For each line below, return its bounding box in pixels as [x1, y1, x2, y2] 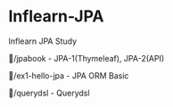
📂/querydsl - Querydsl [8, 87, 90, 98]
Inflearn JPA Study [8, 36, 78, 46]
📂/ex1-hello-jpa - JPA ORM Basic [8, 70, 129, 81]
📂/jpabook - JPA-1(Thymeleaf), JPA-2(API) [8, 53, 165, 63]
